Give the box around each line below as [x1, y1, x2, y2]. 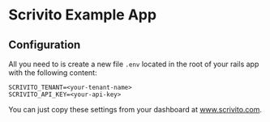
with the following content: [8, 68, 97, 78]
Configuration [8, 38, 81, 52]
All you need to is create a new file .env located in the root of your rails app [8, 59, 259, 69]
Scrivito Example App [8, 6, 156, 24]
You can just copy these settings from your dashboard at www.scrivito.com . [8, 105, 262, 114]
